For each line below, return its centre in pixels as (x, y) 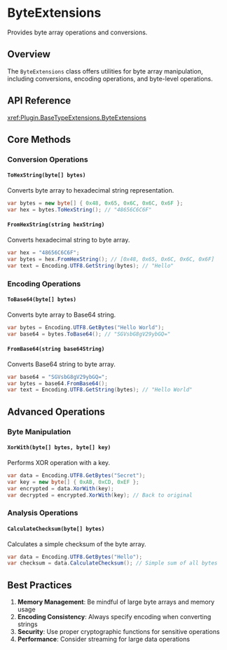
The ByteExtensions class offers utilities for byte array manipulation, (105, 71)
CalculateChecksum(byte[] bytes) (56, 529)
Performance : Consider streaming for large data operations (104, 639)
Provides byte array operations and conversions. (77, 32)
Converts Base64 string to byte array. (61, 364)
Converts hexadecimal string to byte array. (69, 240)
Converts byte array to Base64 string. (62, 314)
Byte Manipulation (39, 431)
